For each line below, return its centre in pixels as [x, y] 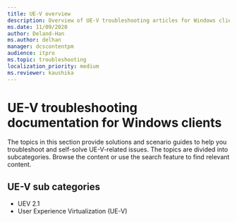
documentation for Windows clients [115, 122]
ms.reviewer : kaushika [41, 73]
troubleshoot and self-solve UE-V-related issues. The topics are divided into [118, 149]
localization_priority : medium [53, 66]
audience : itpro [31, 54]
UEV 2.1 [29, 204]
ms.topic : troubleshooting [47, 60]
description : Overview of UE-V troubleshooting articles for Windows [112, 20]
